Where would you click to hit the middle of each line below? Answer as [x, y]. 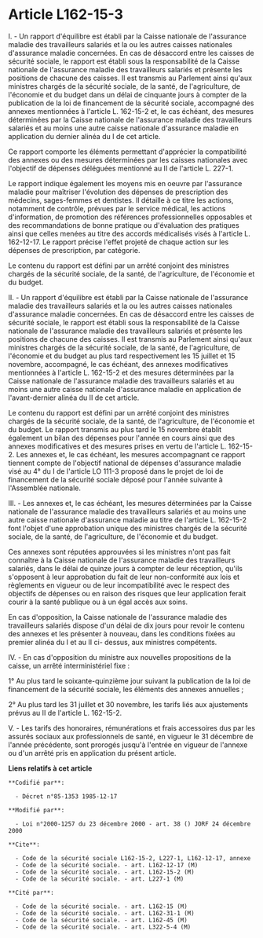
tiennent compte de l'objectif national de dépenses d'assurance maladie [125, 463]
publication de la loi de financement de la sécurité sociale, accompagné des [131, 103]
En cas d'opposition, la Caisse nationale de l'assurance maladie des [118, 617]
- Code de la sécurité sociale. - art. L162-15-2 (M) [105, 872]
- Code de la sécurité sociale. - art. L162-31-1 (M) [105, 913]
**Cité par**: [31, 892]
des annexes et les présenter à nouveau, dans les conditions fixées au [122, 633]
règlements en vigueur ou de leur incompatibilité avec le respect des [119, 585]
